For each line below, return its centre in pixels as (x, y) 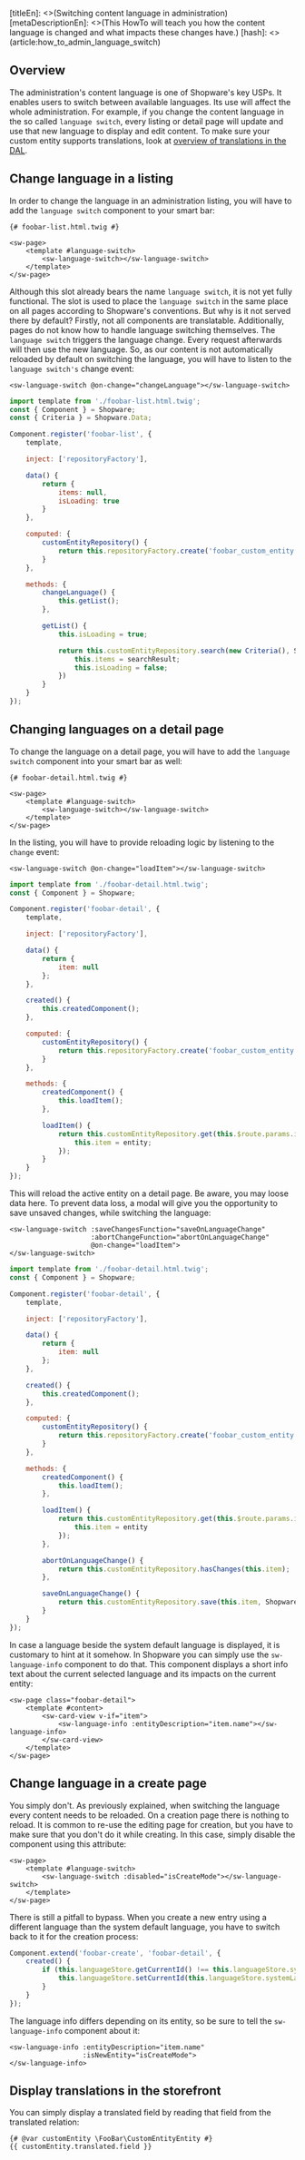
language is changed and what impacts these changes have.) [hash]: (138, 32)
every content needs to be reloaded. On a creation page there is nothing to (149, 1815)
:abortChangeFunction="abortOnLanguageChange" (180, 1238)
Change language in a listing (92, 179)
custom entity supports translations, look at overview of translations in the (148, 141)
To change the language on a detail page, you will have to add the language (150, 751)
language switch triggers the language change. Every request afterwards (146, 339)
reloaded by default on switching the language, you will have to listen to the (151, 358)
